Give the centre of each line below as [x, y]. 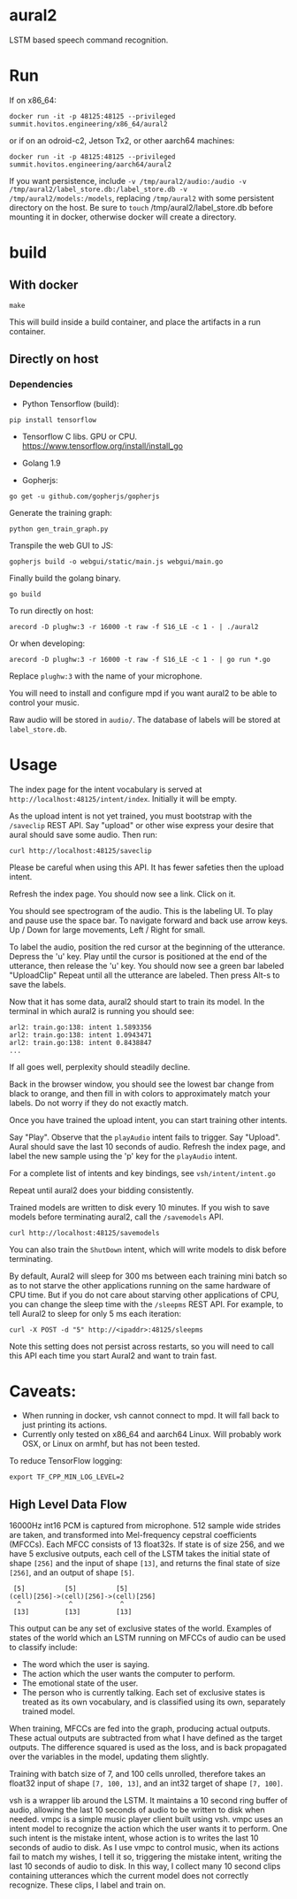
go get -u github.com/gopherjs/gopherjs [85, 496]
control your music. [44, 702]
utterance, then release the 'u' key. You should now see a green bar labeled [147, 965]
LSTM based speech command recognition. [89, 40]
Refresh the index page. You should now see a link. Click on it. [122, 894]
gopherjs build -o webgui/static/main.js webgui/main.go [116, 561]
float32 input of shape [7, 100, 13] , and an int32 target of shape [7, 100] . [146, 1783]
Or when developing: [47, 643]
